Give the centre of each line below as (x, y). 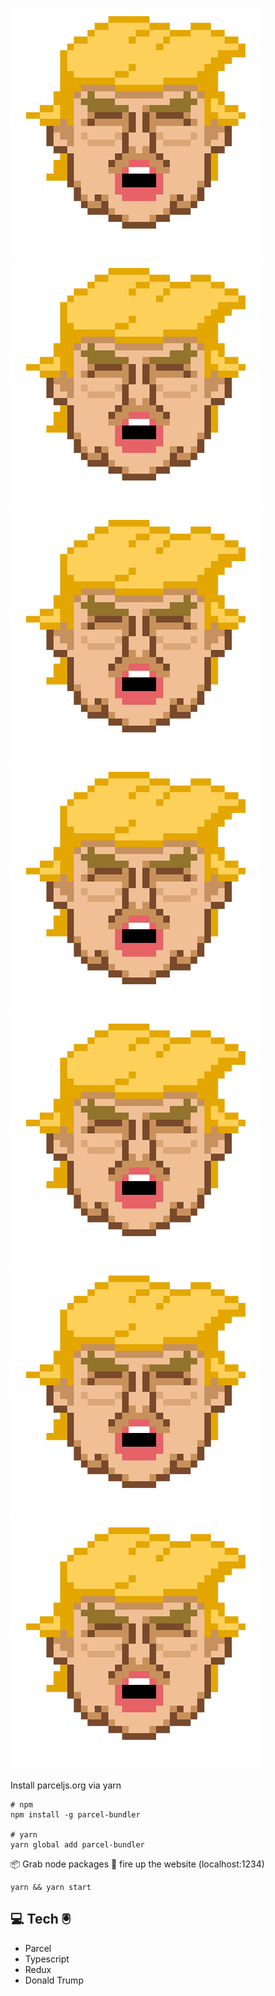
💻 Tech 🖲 (41, 1919)
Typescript (47, 1959)
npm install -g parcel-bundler (75, 1815)
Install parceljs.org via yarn (66, 1785)
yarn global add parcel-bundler (77, 1845)
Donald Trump (54, 1980)
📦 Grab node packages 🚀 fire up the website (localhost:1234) (137, 1864)
